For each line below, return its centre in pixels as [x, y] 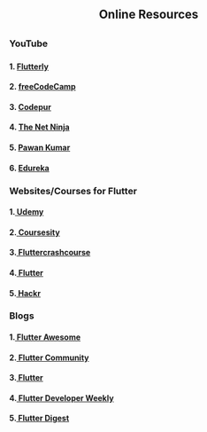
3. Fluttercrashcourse [50, 253]
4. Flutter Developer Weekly [61, 397]
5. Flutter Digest [39, 418]
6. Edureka [30, 168]
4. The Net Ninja [39, 127]
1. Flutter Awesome [45, 337]
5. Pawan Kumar [40, 148]
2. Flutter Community [50, 357]
